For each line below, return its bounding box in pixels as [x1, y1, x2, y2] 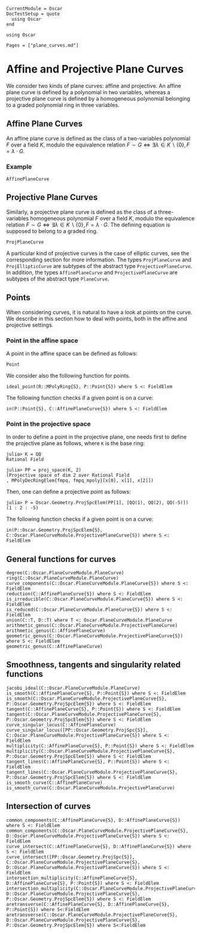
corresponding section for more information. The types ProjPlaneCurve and [6, 256, 191, 263]
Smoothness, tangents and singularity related [6, 660, 181, 670]
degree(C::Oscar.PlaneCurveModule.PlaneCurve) [6, 570, 124, 576]
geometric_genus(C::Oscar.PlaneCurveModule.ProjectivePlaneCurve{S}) [6, 633, 184, 639]
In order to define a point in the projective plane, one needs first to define [6, 433, 187, 441]
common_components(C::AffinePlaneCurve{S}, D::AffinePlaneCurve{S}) [6, 817, 181, 823]
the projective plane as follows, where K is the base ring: [6, 440, 145, 447]
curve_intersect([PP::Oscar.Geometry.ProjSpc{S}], [6, 854, 135, 860]
